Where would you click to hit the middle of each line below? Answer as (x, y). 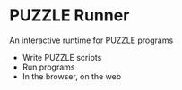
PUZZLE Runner (69, 16)
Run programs (48, 67)
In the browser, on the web (72, 76)
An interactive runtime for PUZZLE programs (91, 40)
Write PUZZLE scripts (62, 57)
